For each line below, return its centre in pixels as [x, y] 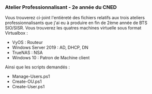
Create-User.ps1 [28, 87]
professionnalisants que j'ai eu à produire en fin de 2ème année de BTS [76, 23]
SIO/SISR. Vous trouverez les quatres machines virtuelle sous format [73, 28]
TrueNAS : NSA [27, 53]
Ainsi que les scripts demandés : [38, 67]
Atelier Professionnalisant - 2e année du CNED [61, 7]
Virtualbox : [16, 33]
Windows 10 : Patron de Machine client [51, 58]
